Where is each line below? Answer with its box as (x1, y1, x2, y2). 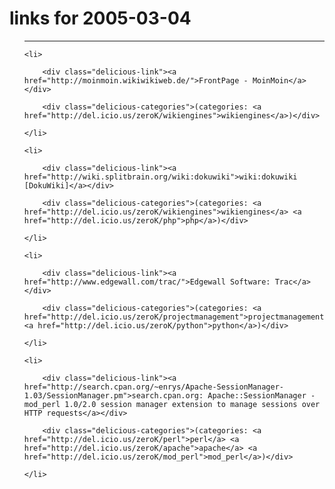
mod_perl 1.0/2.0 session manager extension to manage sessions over (23, 399, 321, 409)
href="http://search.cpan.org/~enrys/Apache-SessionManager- (23, 382, 285, 392)
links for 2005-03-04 (9, 7, 192, 30)
